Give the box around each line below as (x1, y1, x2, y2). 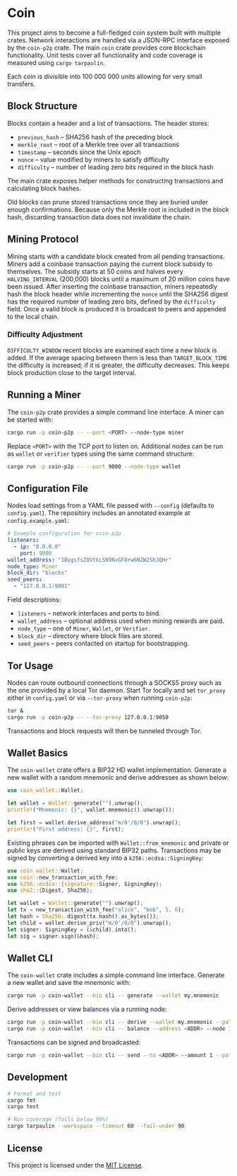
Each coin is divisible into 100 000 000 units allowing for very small (7, 72, 202, 81)
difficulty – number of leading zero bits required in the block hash (17, 163, 214, 171)
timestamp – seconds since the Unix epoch (17, 147, 141, 156)
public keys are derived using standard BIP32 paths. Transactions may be (7, 846, 221, 854)
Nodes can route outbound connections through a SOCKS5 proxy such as (7, 678, 222, 687)
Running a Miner (7, 389, 81, 401)
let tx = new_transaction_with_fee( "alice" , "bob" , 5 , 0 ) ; (7, 906, 185, 913)
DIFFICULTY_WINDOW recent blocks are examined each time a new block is (7, 345, 217, 354)
